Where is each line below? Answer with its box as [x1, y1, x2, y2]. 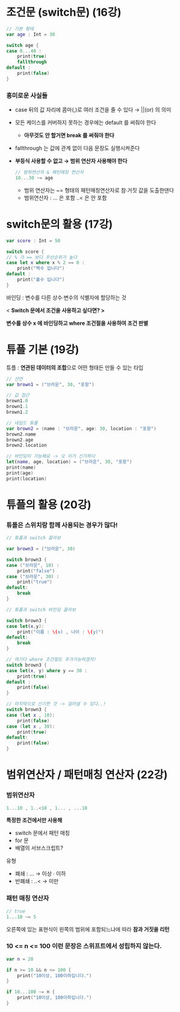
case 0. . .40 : [6, 48, 42, 54]
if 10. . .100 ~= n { [6, 989, 55, 995]
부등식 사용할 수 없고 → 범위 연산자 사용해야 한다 [14, 157, 128, 164]
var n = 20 [6, 956, 34, 962]
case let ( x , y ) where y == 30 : [6, 667, 87, 673]
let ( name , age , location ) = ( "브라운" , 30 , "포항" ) [6, 459, 132, 465]
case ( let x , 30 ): [6, 723, 55, 729]
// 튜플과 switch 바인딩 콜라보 [6, 607, 76, 613]
